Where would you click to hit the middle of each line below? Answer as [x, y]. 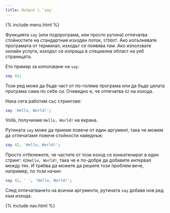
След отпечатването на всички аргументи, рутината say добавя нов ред [84, 190]
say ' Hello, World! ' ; [28, 110]
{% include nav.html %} [30, 206]
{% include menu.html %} [33, 25]
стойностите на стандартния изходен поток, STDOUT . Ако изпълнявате [81, 40]
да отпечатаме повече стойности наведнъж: [54, 135]
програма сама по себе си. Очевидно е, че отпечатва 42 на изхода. [79, 91]
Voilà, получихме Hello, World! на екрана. [52, 120]
